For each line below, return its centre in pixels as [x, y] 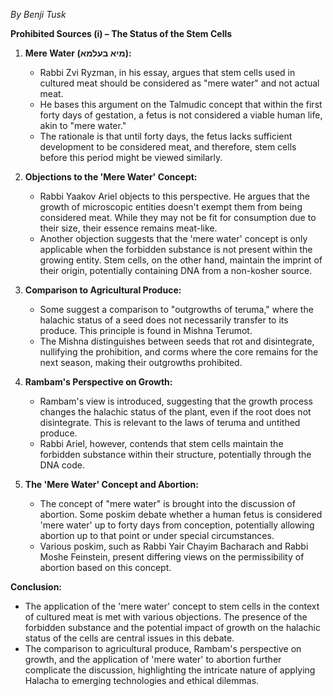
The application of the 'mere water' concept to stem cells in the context [172, 606]
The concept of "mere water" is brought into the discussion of [167, 503]
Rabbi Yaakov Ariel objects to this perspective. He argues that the [174, 196]
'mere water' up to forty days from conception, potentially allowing [177, 525]
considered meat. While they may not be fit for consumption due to [178, 217]
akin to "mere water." [83, 125]
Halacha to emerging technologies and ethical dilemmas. [142, 680]
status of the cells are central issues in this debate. [129, 638]
